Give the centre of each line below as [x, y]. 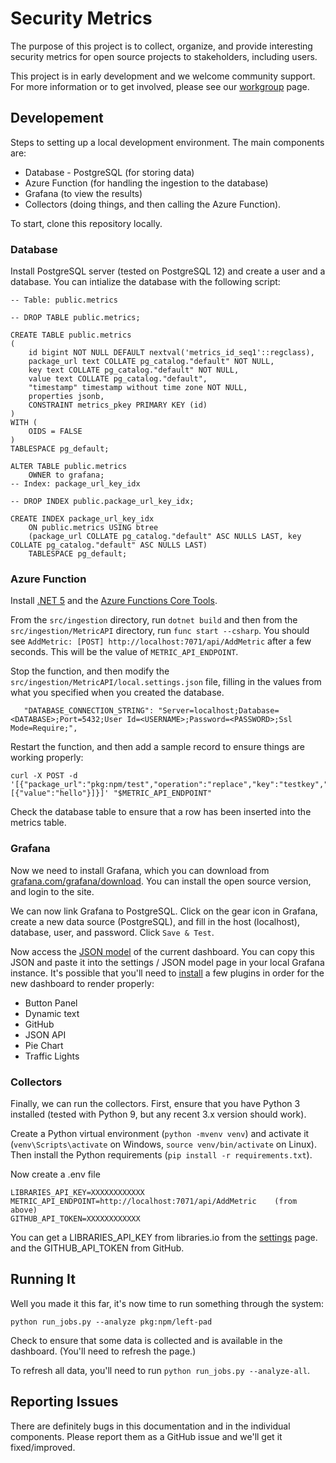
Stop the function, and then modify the [90, 671]
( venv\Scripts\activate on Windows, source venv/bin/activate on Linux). [163, 1144]
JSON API [45, 1034]
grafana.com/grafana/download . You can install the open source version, [161, 881]
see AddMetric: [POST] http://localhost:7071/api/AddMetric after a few [161, 641]
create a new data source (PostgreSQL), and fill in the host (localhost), [155, 921]
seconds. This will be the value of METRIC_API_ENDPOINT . [124, 652]
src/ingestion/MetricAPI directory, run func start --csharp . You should [160, 631]
